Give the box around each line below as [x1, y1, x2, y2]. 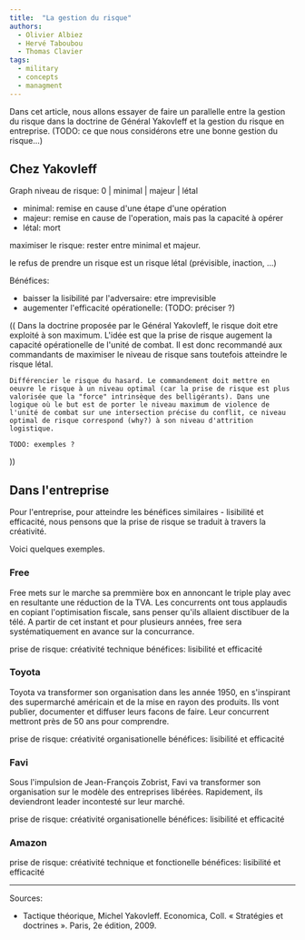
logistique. [9, 424, 54, 433]
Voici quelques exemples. [9, 543, 105, 555]
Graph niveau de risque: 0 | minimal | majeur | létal [9, 186, 198, 197]
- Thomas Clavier [17, 47, 84, 56]
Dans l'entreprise [9, 482, 110, 498]
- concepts [17, 73, 59, 82]
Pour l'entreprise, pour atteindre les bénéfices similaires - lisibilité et [9, 507, 264, 518]
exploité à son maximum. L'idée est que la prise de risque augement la [9, 329, 272, 341]
